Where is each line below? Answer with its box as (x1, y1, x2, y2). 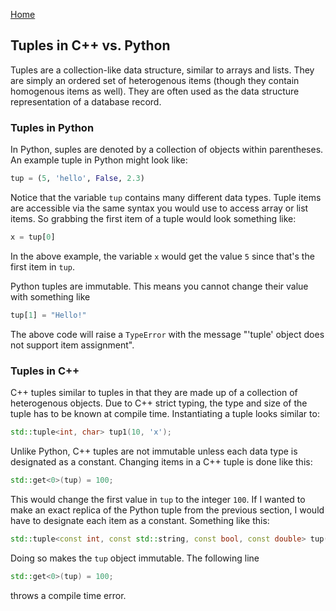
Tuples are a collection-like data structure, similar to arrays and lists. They (10, 64, 315, 76)
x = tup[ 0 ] (10, 232, 56, 242)
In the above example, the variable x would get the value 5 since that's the (10, 250, 315, 262)
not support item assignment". (10, 339, 135, 351)
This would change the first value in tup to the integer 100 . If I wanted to (10, 493, 306, 505)
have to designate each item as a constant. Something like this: (10, 514, 270, 526)
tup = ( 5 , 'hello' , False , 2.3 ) (10, 174, 145, 184)
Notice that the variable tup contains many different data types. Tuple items (10, 191, 322, 203)
